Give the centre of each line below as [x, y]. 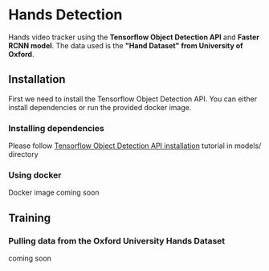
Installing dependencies [56, 128]
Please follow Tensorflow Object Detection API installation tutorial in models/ [135, 146]
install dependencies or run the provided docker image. [100, 107]
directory [23, 154]
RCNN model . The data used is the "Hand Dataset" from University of [126, 45]
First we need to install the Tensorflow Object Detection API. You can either [133, 99]
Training [30, 218]
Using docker [35, 175]
